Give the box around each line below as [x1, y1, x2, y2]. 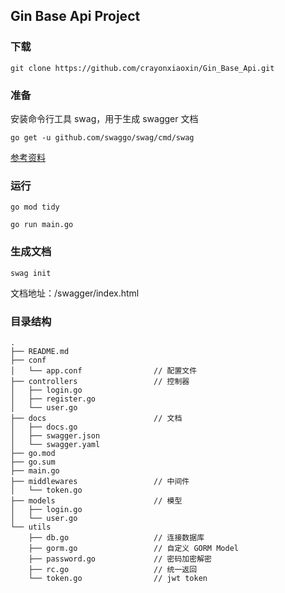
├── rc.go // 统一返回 [28, 564, 198, 574]
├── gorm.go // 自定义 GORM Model [28, 543, 239, 553]
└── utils [10, 522, 52, 532]
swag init [10, 268, 52, 278]
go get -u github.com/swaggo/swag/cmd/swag [10, 132, 195, 143]
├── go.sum [10, 457, 56, 467]
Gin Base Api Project [10, 8, 141, 25]
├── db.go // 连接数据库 [28, 532, 205, 543]
